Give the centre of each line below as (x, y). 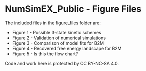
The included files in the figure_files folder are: (53, 23)
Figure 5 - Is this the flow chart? (45, 54)
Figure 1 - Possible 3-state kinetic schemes (57, 32)
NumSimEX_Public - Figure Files (73, 9)
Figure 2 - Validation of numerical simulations (59, 38)
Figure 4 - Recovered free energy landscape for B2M (67, 48)
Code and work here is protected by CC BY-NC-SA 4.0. (62, 63)
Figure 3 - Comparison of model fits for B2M (58, 43)
